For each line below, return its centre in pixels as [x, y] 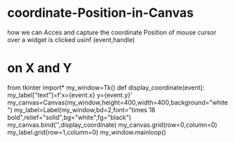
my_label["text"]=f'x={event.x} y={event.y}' [70, 95]
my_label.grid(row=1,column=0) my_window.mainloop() [87, 132]
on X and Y [40, 68]
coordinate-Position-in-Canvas [101, 13]
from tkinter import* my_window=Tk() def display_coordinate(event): [106, 87]
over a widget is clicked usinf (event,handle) [71, 39]
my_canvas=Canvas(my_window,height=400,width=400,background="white [118, 102]
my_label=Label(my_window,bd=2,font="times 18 [85, 109]
